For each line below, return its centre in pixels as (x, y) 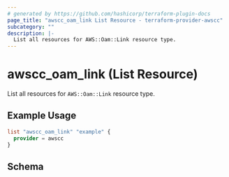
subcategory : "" (31, 27)
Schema (25, 166)
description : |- (31, 33)
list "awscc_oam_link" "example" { (59, 132)
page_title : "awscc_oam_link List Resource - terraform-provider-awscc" (115, 20)
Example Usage (42, 116)
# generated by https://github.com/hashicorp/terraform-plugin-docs (109, 14)
